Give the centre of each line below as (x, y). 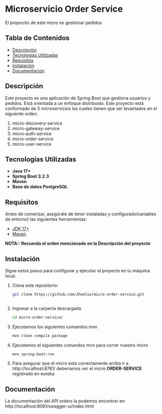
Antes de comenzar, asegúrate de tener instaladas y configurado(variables (81, 214)
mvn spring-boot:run (33, 354)
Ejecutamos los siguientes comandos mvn (55, 327)
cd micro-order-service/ (38, 317)
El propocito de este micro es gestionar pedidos (54, 23)
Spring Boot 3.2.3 (30, 176)
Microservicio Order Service (64, 9)
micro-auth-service (32, 133)
